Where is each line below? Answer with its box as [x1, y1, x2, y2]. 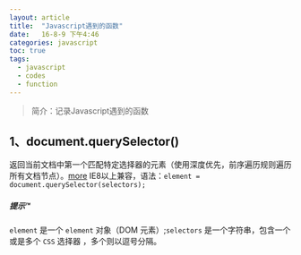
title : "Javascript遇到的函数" [9, 21, 124, 30]
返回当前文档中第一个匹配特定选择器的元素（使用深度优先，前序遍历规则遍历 [9, 159, 292, 170]
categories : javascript [9, 38, 99, 47]
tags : [9, 55, 30, 64]
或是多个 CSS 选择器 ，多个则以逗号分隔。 [9, 236, 162, 247]
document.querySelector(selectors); [9, 181, 146, 190]
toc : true [9, 47, 47, 55]
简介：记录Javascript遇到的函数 [30, 105, 150, 116]
